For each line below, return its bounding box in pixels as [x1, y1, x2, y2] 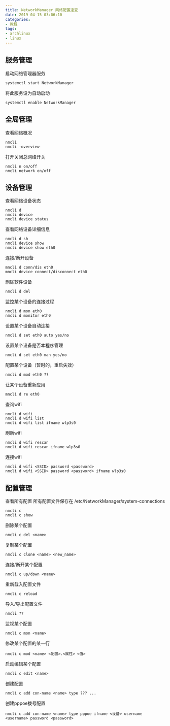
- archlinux [5, 31, 30, 36]
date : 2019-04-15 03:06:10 [5, 12, 62, 17]
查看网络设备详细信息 [5, 226, 50, 233]
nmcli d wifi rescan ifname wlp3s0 [5, 445, 81, 450]
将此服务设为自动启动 [5, 90, 50, 96]
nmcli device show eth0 [5, 245, 56, 250]
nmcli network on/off [5, 168, 51, 173]
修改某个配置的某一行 [5, 640, 50, 646]
